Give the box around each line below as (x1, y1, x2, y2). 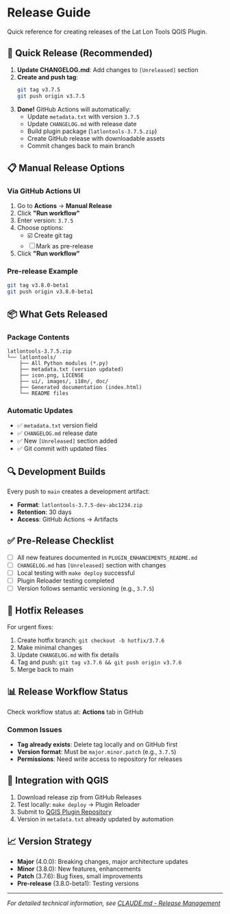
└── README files (19, 390, 69, 397)
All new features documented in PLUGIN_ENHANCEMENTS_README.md (16, 553, 198, 561)
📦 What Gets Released (7, 308, 108, 320)
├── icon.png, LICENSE (19, 372, 84, 379)
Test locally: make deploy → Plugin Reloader (16, 800, 140, 808)
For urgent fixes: (7, 622, 53, 631)
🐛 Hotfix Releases (7, 605, 84, 616)
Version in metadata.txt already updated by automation (16, 815, 174, 823)
